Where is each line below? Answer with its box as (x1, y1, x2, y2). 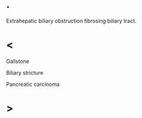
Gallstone (6, 58, 30, 65)
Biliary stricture (6, 69, 43, 76)
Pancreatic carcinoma (6, 81, 60, 88)
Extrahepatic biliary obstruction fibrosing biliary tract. (6, 17, 137, 24)
